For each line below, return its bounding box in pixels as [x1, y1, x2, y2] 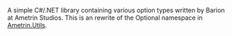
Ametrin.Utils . [7, 21, 48, 29]
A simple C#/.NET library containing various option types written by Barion [7, 6, 226, 14]
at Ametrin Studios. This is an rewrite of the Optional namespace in [7, 13, 204, 22]
